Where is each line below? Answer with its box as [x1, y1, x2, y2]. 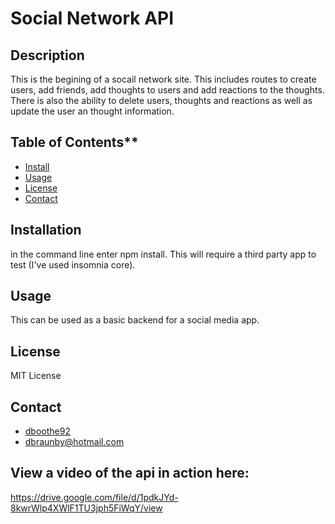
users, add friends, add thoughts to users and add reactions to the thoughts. [10, 84, 325, 96]
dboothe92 [24, 425, 71, 437]
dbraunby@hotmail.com [24, 436, 125, 448]
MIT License [10, 370, 62, 382]
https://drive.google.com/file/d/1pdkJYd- [10, 491, 179, 503]
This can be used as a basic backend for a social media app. [10, 314, 260, 326]
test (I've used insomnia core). [10, 258, 136, 271]
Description [10, 47, 85, 64]
